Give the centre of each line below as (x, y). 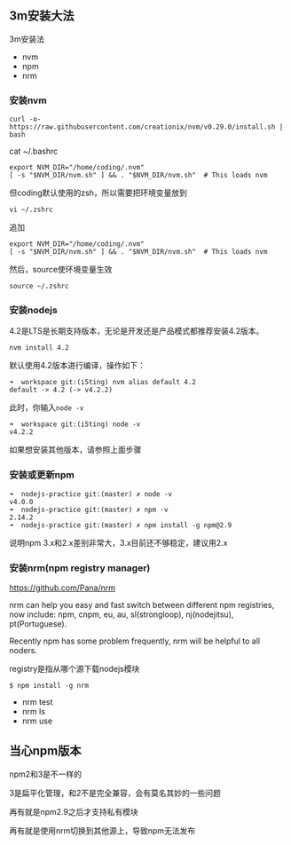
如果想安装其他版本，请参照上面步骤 (75, 450)
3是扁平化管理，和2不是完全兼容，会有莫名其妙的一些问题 (115, 793)
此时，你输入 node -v (47, 407)
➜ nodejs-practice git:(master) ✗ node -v (91, 494)
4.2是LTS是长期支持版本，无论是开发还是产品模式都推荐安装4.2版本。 (137, 331)
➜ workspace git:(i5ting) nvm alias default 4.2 (103, 383)
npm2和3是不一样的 (46, 774)
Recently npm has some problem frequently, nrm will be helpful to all (134, 641)
